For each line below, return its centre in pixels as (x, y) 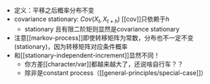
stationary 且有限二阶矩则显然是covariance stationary (102, 29)
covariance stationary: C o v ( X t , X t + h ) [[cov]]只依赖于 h (92, 20)
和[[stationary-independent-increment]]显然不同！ (87, 55)
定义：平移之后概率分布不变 (54, 10)
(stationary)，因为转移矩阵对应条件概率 (71, 46)
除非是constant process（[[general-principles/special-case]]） (116, 73)
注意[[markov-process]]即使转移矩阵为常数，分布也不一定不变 (104, 38)
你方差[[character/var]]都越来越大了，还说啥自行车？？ (104, 64)
